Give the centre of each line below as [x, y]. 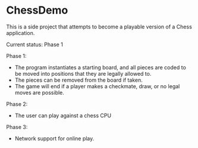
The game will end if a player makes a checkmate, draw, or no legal [97, 86]
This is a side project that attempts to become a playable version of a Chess [99, 27]
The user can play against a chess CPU [63, 115]
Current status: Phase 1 [35, 44]
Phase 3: [17, 127]
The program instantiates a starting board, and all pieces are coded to [100, 67]
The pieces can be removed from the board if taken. [78, 80]
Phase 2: [17, 104]
